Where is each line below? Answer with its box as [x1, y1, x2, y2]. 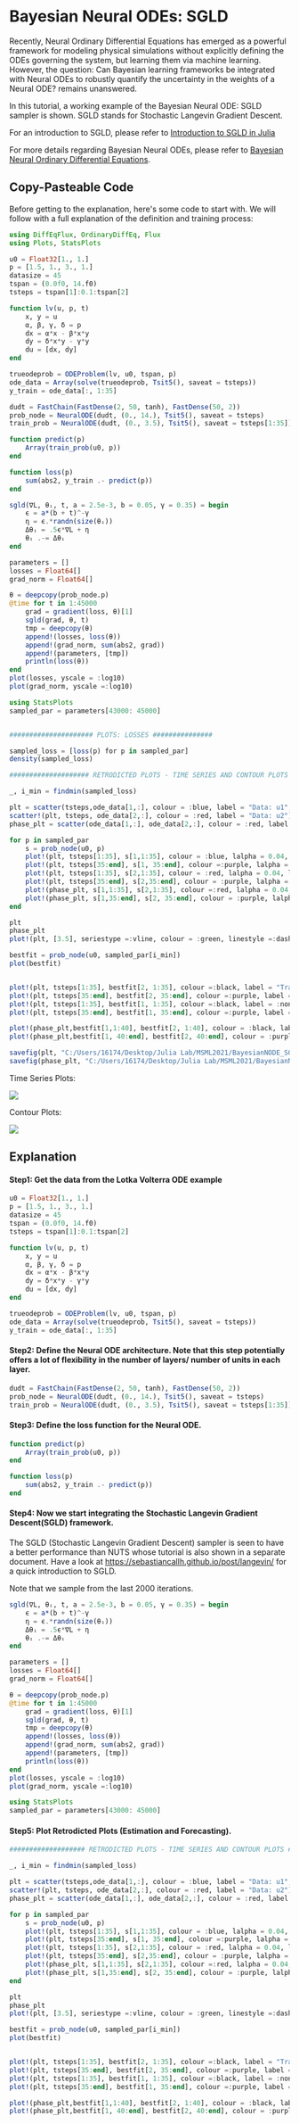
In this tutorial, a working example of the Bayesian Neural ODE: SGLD [9, 100, 263, 111]
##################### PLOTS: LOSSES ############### [9, 730, 214, 740]
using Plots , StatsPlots [9, 238, 101, 247]
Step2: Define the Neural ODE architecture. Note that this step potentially [9, 1345, 286, 1356]
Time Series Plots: [9, 1072, 76, 1083]
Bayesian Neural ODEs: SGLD [9, 6, 229, 27]
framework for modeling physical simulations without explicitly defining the [9, 45, 285, 55]
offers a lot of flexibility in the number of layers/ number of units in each [9, 1354, 280, 1366]
